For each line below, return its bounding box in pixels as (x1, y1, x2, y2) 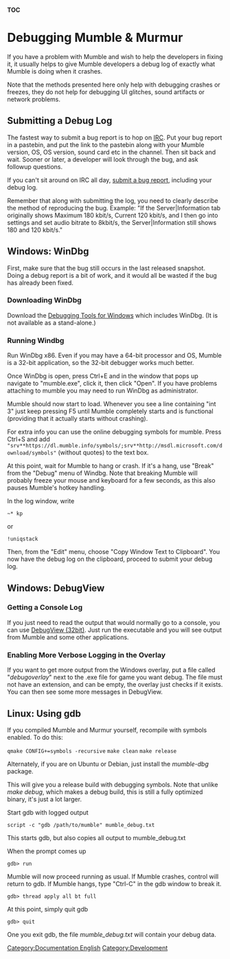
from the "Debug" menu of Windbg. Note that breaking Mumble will (7, 469, 198, 477)
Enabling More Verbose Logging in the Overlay (7, 650, 166, 659)
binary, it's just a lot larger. (7, 795, 82, 803)
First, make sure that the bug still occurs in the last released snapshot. (7, 264, 206, 272)
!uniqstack (7, 536, 38, 542)
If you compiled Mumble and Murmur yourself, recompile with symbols (7, 725, 207, 734)
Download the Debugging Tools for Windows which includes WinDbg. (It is (7, 311, 218, 319)
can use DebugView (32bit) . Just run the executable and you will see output (7, 626, 222, 634)
